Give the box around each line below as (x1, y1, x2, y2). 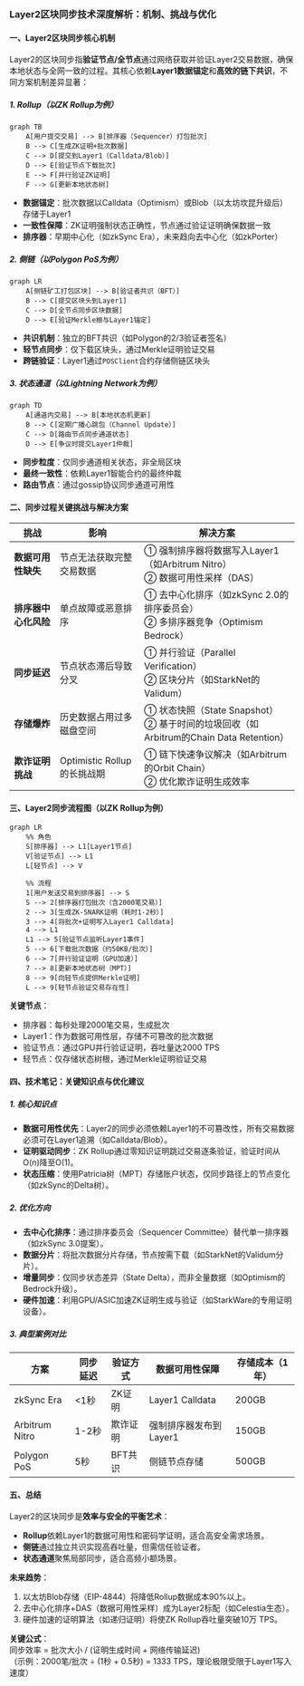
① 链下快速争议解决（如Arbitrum (144, 748, 288, 761)
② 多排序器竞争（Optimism (144, 616, 264, 629)
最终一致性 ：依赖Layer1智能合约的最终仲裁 (22, 468, 183, 479)
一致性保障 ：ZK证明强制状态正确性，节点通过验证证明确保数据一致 (22, 220, 271, 231)
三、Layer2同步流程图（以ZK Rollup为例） (9, 802, 169, 813)
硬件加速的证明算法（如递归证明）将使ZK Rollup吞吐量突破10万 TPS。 (22, 1614, 283, 1625)
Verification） (144, 660, 202, 672)
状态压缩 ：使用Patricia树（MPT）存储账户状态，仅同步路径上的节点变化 (22, 1169, 290, 1179)
